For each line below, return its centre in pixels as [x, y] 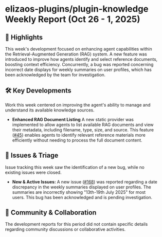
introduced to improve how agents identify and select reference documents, [81, 59]
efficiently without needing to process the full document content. [77, 140]
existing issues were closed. [33, 172]
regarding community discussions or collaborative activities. [65, 229]
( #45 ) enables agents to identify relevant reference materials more [79, 135]
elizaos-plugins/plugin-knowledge [77, 9]
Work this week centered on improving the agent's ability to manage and [78, 105]
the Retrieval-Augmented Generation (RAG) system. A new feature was [76, 54]
